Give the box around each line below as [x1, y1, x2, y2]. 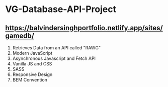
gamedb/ [5, 31, 34, 40]
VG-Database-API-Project [5, 4, 117, 15]
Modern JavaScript [12, 50, 53, 56]
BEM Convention [12, 77, 48, 82]
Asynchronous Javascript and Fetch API [12, 55, 96, 61]
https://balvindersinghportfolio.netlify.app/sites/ [5, 24, 163, 32]
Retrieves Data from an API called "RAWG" [12, 45, 101, 51]
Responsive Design [12, 71, 53, 77]
